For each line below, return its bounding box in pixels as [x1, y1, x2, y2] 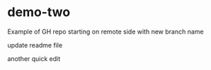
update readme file [7, 41, 63, 49]
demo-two [7, 4, 71, 20]
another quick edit [7, 54, 61, 63]
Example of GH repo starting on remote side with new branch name [7, 27, 204, 36]
